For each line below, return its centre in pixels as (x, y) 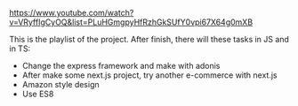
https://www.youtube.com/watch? (72, 13)
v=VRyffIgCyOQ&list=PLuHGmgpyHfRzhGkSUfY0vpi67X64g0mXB (131, 22)
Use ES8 (38, 94)
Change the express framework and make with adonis (121, 66)
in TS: (20, 49)
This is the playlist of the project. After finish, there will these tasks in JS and (149, 39)
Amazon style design (60, 84)
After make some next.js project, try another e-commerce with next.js (149, 75)
